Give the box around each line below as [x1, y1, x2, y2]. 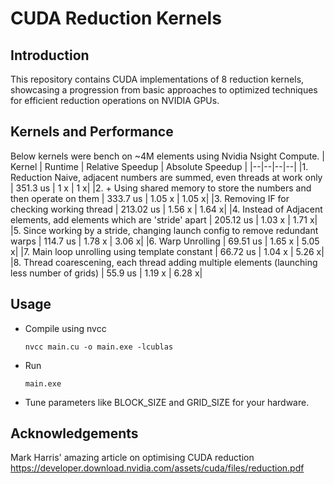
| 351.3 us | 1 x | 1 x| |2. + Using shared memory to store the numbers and [10, 182, 312, 194]
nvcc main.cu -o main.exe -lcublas [24, 342, 174, 352]
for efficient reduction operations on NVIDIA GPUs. [10, 95, 220, 106]
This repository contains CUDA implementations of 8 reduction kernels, [10, 73, 305, 85]
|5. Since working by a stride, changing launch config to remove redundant [10, 224, 319, 236]
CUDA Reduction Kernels [10, 7, 222, 30]
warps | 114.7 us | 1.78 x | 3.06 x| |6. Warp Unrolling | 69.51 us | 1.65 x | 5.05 [10, 235, 320, 247]
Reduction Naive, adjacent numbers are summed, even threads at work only [10, 171, 323, 183]
